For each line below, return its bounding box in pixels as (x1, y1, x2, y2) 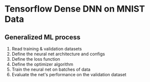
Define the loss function (11, 56, 60, 62)
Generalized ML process (4, 33, 80, 41)
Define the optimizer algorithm (11, 62, 74, 67)
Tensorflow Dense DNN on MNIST (4, 3, 145, 15)
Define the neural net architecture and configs (11, 51, 105, 57)
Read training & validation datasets (11, 46, 82, 51)
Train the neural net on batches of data (11, 66, 91, 72)
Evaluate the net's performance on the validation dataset (11, 72, 126, 77)
